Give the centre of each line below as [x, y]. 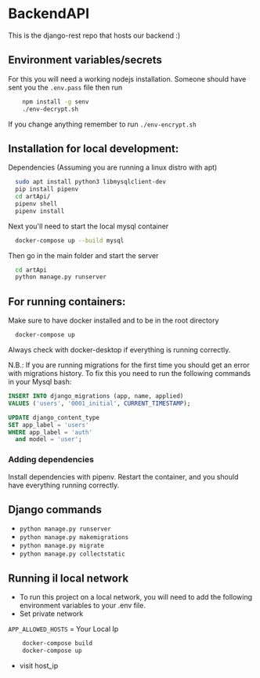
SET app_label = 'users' [49, 425]
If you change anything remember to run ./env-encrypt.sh [103, 124]
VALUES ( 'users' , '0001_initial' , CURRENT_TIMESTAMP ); [99, 403]
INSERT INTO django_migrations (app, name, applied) [96, 396]
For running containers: [67, 302]
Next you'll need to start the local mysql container [88, 226]
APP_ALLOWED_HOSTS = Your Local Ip [63, 629]
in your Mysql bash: [40, 382]
